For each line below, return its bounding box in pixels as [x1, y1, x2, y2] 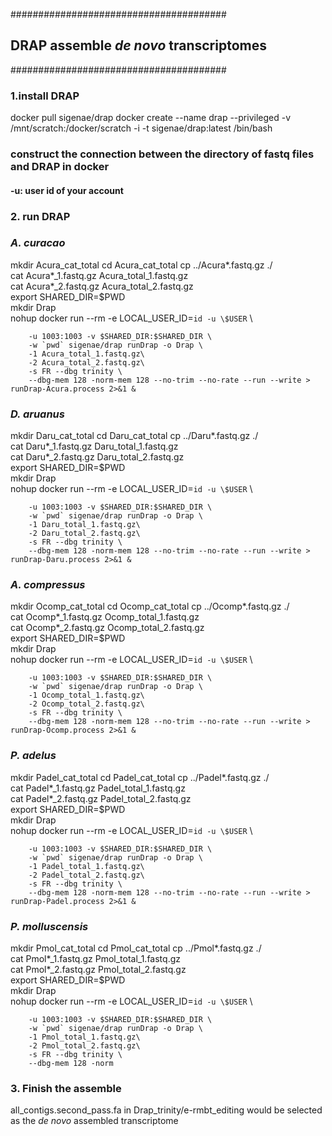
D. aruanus [10, 407, 65, 421]
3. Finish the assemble [10, 1081, 122, 1095]
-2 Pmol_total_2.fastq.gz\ [28, 1041, 141, 1051]
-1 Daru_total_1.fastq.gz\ [28, 520, 141, 530]
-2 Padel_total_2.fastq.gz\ [28, 870, 145, 880]
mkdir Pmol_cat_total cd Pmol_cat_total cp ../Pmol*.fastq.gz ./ [10, 942, 262, 954]
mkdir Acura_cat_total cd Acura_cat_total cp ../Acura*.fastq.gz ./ [10, 259, 273, 271]
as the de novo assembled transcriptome [10, 1115, 179, 1127]
